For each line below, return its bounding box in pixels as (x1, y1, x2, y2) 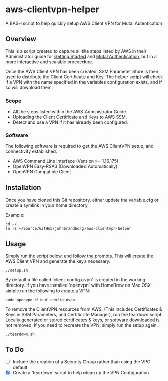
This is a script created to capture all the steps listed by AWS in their (5, 48, 147, 54)
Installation (5, 183, 41, 192)
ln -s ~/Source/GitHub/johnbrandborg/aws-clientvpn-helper (5, 226, 132, 231)
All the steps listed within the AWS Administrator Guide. (12, 109, 127, 115)
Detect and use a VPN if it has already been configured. (12, 119, 128, 125)
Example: (5, 212, 25, 218)
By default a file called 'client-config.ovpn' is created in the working (5, 276, 146, 282)
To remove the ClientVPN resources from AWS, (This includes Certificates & (5, 306, 162, 312)
